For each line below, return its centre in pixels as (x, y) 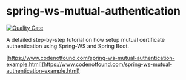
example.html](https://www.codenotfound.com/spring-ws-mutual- (89, 64)
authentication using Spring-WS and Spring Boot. (68, 46)
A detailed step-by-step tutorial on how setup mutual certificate (86, 39)
